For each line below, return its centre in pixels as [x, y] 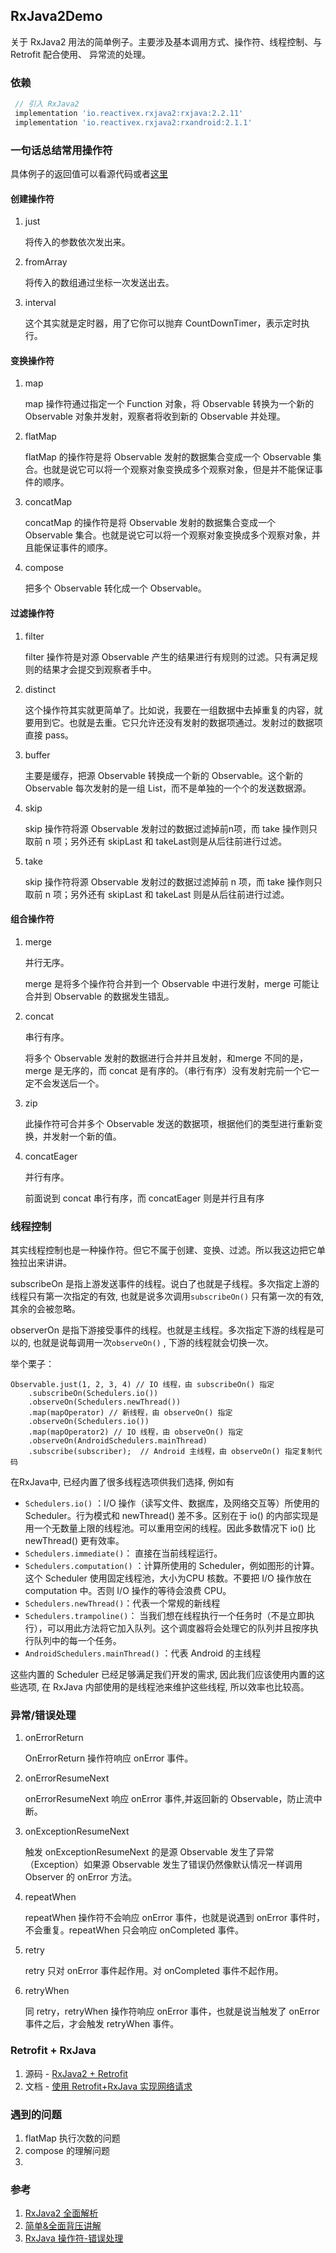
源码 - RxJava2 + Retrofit [76, 2073]
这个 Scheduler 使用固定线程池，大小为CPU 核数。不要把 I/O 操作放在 [168, 1578]
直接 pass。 [49, 735]
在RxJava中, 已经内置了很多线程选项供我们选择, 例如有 [122, 1482]
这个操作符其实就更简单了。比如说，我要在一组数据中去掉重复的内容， [169, 710]
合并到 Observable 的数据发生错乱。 [99, 996]
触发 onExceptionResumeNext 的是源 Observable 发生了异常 [149, 1852]
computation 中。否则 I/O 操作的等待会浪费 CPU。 [128, 1591]
